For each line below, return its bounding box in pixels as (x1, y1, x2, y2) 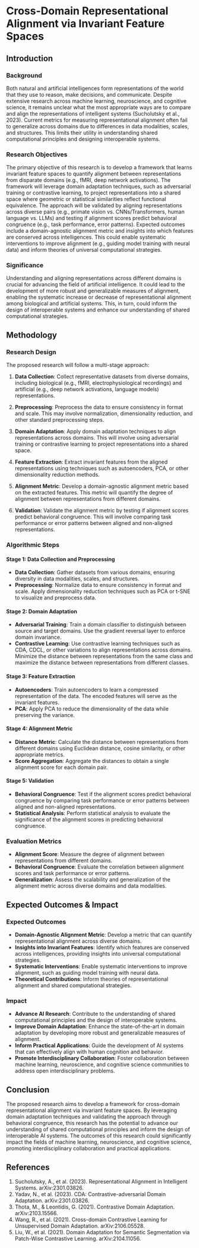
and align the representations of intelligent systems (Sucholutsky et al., (6, 110, 180, 117)
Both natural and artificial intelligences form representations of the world (6, 85, 184, 92)
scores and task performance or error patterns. (14, 870, 131, 877)
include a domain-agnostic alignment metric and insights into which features (6, 227, 194, 234)
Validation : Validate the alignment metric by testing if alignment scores (14, 507, 189, 514)
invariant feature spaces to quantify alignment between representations (6, 170, 181, 177)
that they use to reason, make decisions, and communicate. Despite (6, 91, 172, 98)
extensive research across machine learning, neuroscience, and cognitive (6, 97, 187, 104)
